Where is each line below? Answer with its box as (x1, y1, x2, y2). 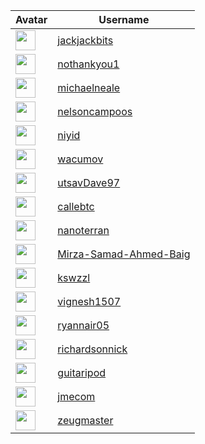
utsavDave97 (57, 176, 121, 189)
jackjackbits (57, 34, 114, 47)
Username (98, 13, 150, 26)
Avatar (15, 13, 48, 26)
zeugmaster (57, 414, 114, 427)
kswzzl (57, 271, 91, 284)
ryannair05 (57, 319, 110, 332)
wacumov (57, 152, 104, 166)
